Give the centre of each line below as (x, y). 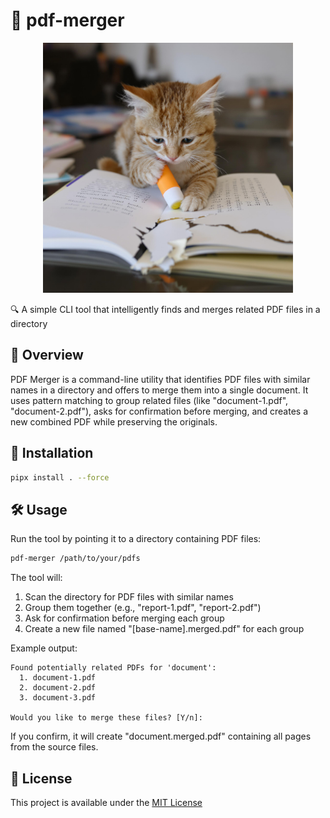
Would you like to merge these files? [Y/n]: (106, 718)
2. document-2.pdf (58, 688)
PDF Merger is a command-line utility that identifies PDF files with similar (160, 379)
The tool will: (36, 578)
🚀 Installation (52, 453)
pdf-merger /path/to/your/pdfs (75, 559)
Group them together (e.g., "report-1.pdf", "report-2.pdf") (143, 608)
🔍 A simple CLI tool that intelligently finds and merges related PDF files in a (165, 309)
